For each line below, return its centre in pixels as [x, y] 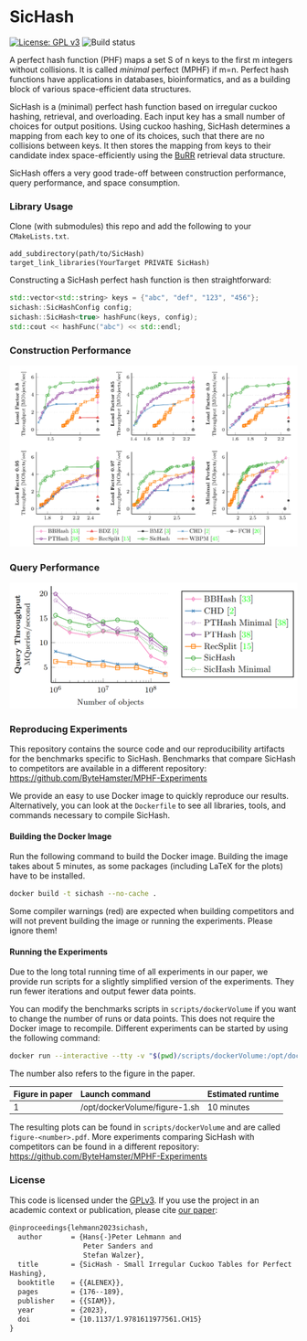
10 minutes [228, 1107]
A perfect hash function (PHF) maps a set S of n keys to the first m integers [151, 59]
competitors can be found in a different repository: [104, 1147]
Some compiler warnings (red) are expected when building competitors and [152, 911]
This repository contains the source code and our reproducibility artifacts [147, 749]
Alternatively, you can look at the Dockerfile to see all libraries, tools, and [148, 805]
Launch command [116, 1093]
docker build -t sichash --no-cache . [83, 894]
